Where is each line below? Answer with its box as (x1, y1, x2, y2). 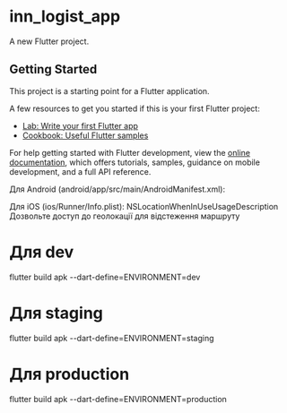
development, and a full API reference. (9, 166, 152, 176)
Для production (9, 364, 130, 384)
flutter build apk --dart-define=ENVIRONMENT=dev (9, 271, 201, 282)
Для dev (9, 242, 74, 262)
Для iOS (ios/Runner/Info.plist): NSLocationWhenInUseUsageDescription (9, 201, 279, 211)
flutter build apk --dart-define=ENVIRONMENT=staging (9, 332, 214, 343)
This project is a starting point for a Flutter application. (9, 85, 210, 96)
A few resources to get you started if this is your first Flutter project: (9, 103, 260, 114)
